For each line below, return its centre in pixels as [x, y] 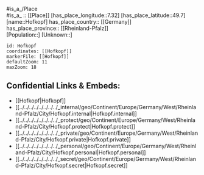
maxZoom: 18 [21, 67]
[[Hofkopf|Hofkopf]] [40, 101]
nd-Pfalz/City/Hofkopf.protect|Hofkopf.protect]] [75, 126]
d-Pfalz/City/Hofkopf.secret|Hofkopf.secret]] [71, 165]
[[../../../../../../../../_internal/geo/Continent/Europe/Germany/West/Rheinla [106, 107]
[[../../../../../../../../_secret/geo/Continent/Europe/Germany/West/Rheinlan [106, 159]
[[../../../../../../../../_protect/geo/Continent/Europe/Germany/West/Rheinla [105, 120]
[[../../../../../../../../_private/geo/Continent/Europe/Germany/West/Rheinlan [107, 133]
